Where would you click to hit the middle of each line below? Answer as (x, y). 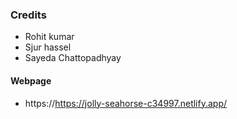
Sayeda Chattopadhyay (73, 58)
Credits (28, 15)
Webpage (31, 80)
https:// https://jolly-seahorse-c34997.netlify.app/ (126, 103)
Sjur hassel (48, 47)
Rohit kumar (49, 37)
